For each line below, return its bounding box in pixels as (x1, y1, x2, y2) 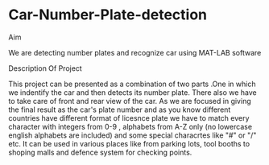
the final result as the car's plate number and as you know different (8, 105, 231, 114)
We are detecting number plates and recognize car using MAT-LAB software (8, 47, 262, 57)
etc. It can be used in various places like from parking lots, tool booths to (8, 138, 250, 148)
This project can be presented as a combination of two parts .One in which (8, 79, 256, 89)
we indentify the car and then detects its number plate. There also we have (8, 87, 257, 97)
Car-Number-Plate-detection (8, 6, 208, 24)
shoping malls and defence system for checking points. (8, 147, 192, 157)
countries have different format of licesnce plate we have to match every (8, 113, 250, 122)
